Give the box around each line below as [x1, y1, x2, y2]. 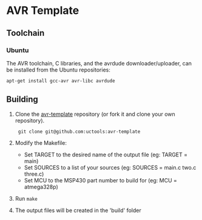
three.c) [24, 170, 44, 178]
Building [6, 95, 38, 105]
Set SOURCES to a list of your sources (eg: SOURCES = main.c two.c [24, 164, 197, 171]
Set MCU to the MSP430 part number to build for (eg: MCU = [24, 176, 178, 184]
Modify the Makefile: [15, 139, 67, 146]
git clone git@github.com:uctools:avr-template [18, 128, 141, 135]
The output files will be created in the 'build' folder [15, 207, 141, 214]
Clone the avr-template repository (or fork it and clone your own [15, 110, 176, 118]
